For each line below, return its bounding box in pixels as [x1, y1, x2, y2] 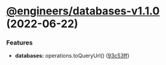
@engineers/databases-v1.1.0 [6, 4, 160, 18]
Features [6, 39, 33, 47]
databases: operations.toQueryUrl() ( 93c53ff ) [14, 52, 130, 60]
